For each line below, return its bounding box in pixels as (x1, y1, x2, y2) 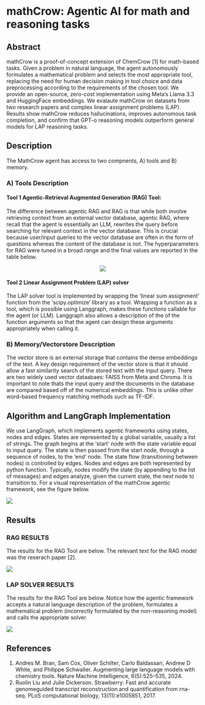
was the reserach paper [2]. (6, 553, 76, 561)
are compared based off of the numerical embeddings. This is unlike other (6, 386, 194, 394)
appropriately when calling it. (6, 325, 80, 332)
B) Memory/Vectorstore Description (6, 340, 115, 349)
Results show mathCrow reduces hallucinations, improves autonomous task (6, 110, 197, 117)
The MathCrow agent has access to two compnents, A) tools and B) (6, 157, 177, 164)
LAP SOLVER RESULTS (6, 580, 75, 589)
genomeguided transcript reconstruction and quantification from (15, 685, 178, 693)
